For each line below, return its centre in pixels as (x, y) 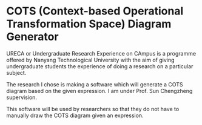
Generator (32, 37)
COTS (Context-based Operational (95, 11)
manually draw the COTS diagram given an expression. (75, 115)
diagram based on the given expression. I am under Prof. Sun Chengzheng (99, 91)
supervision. (22, 97)
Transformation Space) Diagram (89, 24)
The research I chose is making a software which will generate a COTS (95, 84)
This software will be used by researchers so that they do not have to (93, 109)
